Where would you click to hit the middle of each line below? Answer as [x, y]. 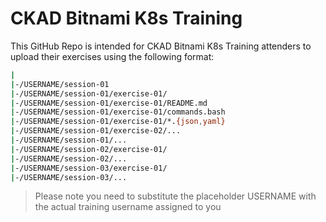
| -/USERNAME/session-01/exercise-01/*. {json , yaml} [118, 122]
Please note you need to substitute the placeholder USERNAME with [175, 196]
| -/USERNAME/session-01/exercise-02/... [96, 131]
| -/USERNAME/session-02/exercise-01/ [89, 149]
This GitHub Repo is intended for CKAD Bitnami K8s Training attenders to [161, 46]
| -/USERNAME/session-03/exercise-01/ [89, 168]
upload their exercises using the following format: [112, 56]
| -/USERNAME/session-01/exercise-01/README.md [109, 103]
